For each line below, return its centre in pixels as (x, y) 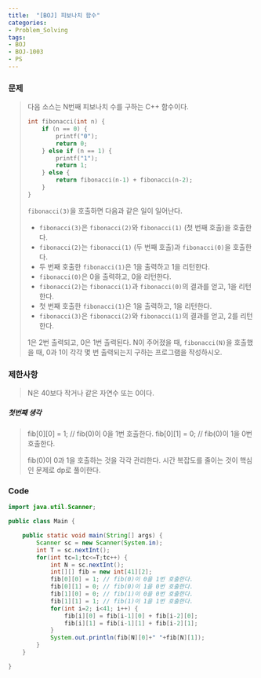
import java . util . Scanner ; (52, 508)
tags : (17, 37)
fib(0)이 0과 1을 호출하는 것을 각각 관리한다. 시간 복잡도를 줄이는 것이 (132, 460)
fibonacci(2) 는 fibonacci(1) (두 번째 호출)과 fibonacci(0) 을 (135, 247)
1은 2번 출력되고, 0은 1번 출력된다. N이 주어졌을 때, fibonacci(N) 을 (130, 342)
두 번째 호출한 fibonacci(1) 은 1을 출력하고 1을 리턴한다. (124, 266)
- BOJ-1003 (26, 52)
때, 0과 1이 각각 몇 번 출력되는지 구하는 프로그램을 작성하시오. (129, 352)
